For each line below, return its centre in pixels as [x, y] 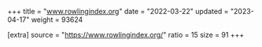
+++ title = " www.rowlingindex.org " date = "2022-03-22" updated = [118, 11]
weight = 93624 [57, 20]
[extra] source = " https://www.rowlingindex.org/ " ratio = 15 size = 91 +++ [126, 35]
